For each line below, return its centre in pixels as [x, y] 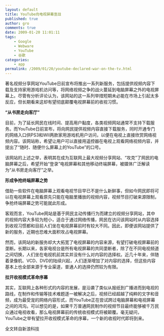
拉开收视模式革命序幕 [26, 277]
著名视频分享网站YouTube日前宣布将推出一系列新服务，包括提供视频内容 [78, 83]
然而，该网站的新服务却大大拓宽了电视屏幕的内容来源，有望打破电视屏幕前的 [82, 242]
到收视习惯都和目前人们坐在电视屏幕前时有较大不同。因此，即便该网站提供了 [82, 226]
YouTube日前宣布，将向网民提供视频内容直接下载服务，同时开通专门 [86, 129]
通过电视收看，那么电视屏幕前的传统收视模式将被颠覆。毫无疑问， [75, 312]
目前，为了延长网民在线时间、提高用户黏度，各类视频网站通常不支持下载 [78, 123]
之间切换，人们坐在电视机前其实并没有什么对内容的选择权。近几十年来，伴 [80, 255]
